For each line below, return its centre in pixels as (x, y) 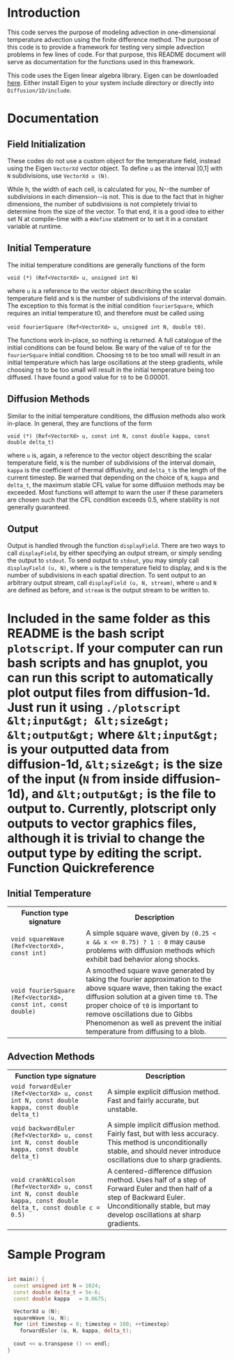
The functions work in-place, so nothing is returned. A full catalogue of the (115, 340)
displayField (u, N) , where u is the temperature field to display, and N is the (117, 568)
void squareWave (38, 939)
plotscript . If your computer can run (115, 648)
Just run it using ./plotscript (94, 707)
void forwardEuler (41, 1087)
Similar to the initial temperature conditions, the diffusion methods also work (117, 416)
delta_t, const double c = (55, 1208)
